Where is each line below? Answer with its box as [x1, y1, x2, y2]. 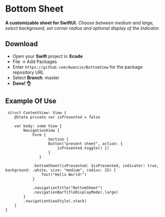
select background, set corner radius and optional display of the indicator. [5, 25, 160, 31]
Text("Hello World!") [41, 172, 87, 177]
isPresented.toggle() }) [57, 145, 109, 150]
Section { [48, 137, 69, 142]
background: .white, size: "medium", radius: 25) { [5, 168, 116, 173]
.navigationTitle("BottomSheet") [32, 185, 102, 190]
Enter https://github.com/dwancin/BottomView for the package [12, 64, 143, 70]
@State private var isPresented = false [14, 115, 100, 120]
